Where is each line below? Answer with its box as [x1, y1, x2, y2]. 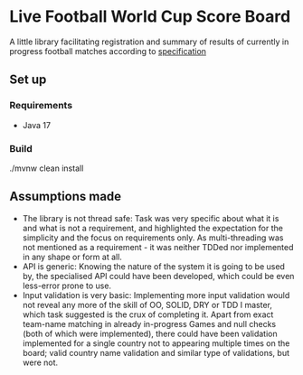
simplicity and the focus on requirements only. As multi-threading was [22, 232, 284, 243]
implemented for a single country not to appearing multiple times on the [22, 337, 290, 349]
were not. [22, 357, 59, 368]
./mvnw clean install [9, 163, 84, 173]
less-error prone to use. [22, 280, 111, 291]
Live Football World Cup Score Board [9, 6, 291, 27]
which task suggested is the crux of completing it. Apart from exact [22, 309, 274, 320]
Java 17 [22, 119, 52, 130]
